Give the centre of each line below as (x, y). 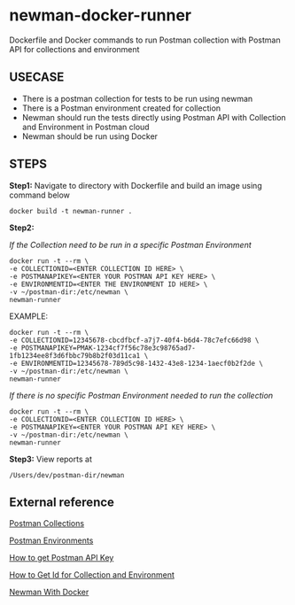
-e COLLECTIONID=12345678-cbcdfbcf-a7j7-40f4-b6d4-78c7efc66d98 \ (134, 340)
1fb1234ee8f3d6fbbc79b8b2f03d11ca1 (75, 355)
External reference (62, 502)
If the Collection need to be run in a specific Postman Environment (131, 244)
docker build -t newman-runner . (71, 211)
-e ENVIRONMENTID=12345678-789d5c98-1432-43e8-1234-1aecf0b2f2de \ (136, 363)
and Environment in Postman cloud (85, 127)
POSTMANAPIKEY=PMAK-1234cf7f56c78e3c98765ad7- (109, 348)
